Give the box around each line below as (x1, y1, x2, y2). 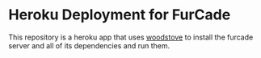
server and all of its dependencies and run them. (8, 40, 170, 50)
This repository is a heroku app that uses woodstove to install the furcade (8, 32, 254, 42)
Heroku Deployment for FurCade (8, 6, 231, 24)
